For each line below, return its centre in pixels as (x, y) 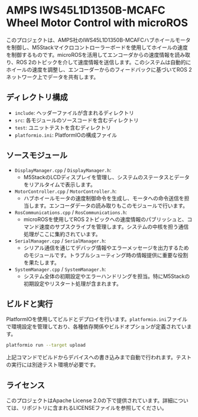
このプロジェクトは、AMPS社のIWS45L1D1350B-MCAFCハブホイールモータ (98, 40)
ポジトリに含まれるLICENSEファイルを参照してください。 (97, 408)
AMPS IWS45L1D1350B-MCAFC (86, 10)
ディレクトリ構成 (37, 97)
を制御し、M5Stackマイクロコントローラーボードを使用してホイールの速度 (97, 47)
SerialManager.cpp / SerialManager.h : (60, 241)
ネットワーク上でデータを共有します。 (53, 77)
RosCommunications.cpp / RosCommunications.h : (71, 212)
